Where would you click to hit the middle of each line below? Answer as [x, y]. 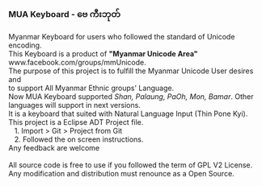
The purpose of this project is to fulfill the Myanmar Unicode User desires [131, 71]
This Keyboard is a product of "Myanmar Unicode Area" [103, 54]
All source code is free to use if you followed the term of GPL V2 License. [131, 165]
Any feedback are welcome [54, 148]
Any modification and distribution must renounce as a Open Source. [121, 174]
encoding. [25, 45]
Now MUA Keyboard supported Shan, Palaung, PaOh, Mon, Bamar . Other [131, 97]
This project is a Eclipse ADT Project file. [76, 122]
